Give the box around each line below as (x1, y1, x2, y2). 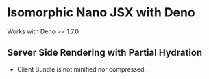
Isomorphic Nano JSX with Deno (7, 5, 195, 20)
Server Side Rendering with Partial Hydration (7, 47, 203, 59)
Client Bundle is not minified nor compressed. (16, 65, 146, 73)
